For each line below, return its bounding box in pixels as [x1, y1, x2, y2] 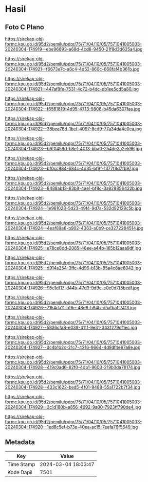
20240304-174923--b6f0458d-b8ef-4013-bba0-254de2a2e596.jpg [5, 146, 143, 151]
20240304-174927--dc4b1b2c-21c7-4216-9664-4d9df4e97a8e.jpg [5, 344, 141, 350]
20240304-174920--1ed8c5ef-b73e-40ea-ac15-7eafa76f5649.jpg [5, 424, 138, 430]
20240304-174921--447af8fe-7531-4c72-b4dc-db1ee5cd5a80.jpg [5, 86, 139, 92]
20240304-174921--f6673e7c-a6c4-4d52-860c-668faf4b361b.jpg [5, 66, 140, 72]
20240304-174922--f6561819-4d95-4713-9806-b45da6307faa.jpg [5, 106, 141, 112]
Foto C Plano [5, 23, 44, 31]
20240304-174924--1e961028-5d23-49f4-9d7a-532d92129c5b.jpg [5, 206, 142, 211]
